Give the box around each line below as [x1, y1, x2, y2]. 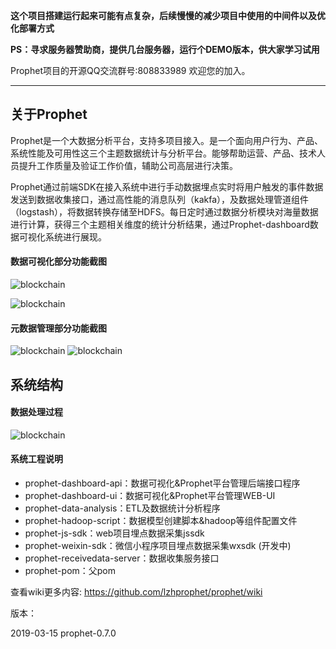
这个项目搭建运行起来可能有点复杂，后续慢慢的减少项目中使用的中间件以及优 [10, 10, 326, 21]
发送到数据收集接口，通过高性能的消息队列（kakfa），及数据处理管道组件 [10, 193, 310, 205]
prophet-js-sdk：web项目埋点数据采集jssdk [24, 527, 205, 539]
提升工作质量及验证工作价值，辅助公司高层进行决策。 [18, 159, 238, 171]
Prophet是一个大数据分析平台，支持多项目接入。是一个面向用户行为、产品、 [10, 134, 323, 146]
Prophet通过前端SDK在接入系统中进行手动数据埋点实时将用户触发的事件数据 [10, 180, 324, 193]
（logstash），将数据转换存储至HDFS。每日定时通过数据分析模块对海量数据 [10, 205, 319, 218]
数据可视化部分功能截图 [10, 255, 107, 268]
